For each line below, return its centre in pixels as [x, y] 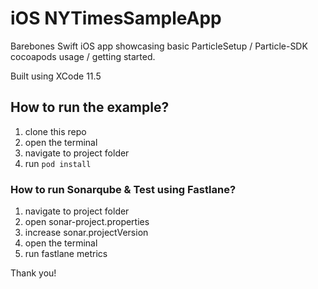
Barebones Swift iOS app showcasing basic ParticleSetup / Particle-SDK [159, 46]
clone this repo [55, 131]
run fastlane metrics [66, 254]
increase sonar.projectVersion [86, 233]
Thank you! [33, 273]
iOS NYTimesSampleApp [116, 18]
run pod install [58, 163]
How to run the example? [90, 107]
